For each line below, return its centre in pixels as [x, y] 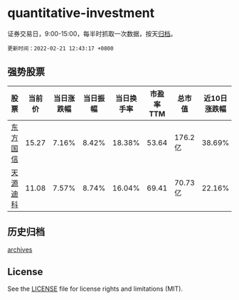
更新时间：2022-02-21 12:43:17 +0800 [60, 48]
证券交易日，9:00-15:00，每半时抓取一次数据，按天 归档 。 [92, 33]
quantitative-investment [81, 13]
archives [20, 250]
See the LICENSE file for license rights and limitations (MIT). [95, 289]
